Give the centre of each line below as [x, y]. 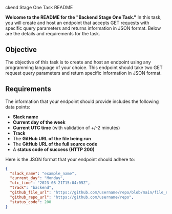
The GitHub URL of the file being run [52, 138]
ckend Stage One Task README [39, 7]
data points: [18, 106]
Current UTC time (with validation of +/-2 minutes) [66, 127]
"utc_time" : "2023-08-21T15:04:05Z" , [50, 183]
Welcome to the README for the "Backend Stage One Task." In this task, [84, 17]
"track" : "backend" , [32, 188]
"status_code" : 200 [31, 202]
